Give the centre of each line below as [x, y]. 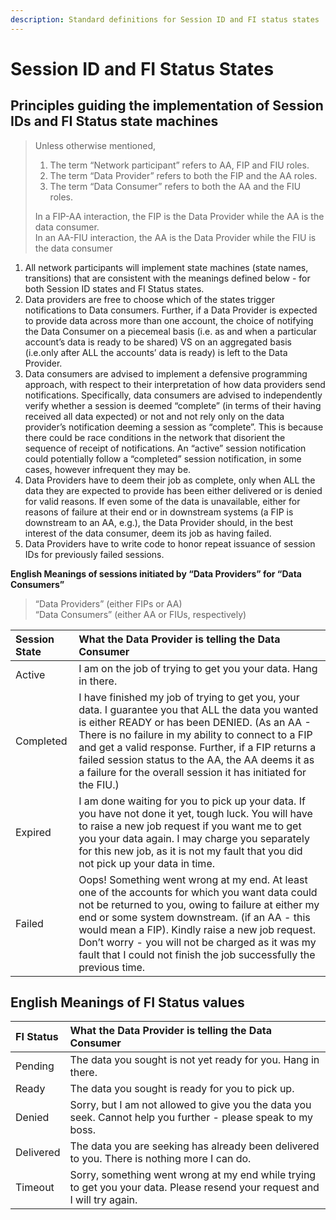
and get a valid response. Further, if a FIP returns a [197, 747]
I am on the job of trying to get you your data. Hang [198, 668]
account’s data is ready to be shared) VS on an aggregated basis [158, 342]
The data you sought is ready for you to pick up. [182, 1089]
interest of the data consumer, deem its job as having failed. [148, 533]
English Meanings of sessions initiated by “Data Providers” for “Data [156, 573]
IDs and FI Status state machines [114, 121]
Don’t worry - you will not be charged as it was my [197, 942]
